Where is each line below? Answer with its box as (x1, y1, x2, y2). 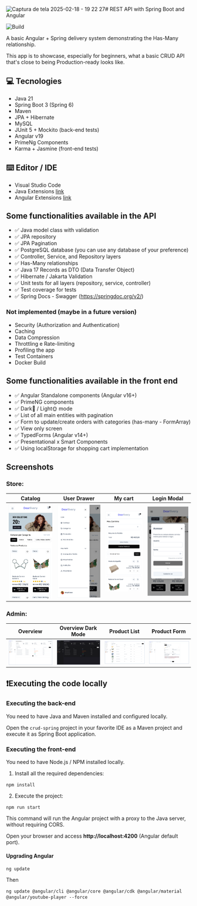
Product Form (151, 627, 186, 634)
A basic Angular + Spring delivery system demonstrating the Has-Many (6, 35, 179, 41)
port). (6, 839, 20, 846)
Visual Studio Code (14, 181, 62, 189)
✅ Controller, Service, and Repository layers (14, 253, 121, 260)
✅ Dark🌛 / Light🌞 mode (14, 405, 73, 412)
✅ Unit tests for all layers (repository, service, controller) (14, 280, 151, 287)
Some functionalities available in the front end (6, 376, 178, 386)
